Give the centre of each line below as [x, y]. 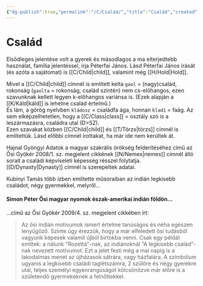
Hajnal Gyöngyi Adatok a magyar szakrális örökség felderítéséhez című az [100, 148]
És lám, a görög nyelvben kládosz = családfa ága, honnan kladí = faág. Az [100, 110]
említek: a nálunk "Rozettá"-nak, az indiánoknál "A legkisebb [97, 244]
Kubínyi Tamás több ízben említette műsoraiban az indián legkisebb [91, 179]
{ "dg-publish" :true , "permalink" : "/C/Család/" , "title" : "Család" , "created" [102, 12]
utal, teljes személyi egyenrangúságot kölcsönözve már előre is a [103, 270]
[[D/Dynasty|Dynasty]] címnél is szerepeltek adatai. [71, 167]
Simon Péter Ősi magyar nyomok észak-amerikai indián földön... [90, 199]
